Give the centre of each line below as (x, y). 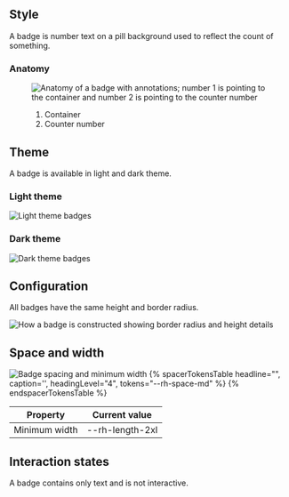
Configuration (49, 286)
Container (63, 115)
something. (30, 45)
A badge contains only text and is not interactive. (99, 483)
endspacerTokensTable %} (58, 393)
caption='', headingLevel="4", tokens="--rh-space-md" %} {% (124, 384)
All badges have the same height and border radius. (104, 308)
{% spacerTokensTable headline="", (215, 374)
